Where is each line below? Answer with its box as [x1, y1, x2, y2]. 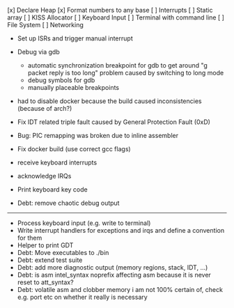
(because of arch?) [17, 105, 72, 112]
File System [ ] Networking [7, 21, 84, 29]
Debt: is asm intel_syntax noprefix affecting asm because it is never [17, 271, 211, 279]
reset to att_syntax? [17, 278, 75, 286]
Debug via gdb [17, 48, 61, 56]
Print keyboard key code [17, 185, 88, 194]
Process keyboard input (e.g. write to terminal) [17, 219, 151, 227]
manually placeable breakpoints [27, 84, 120, 91]
